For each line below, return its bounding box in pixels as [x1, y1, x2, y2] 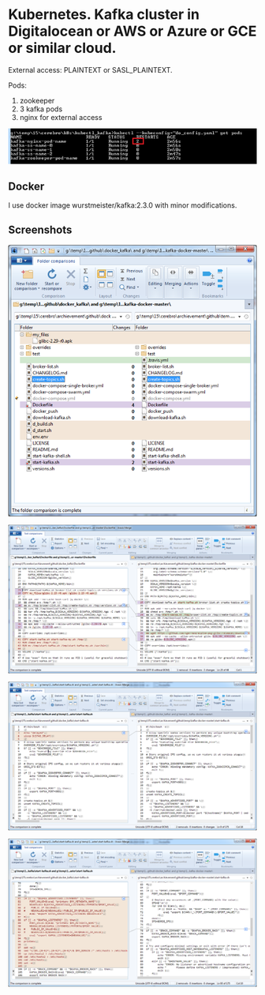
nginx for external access [19, 112, 103, 122]
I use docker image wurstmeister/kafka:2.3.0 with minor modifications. [8, 201, 237, 210]
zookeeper [19, 96, 55, 105]
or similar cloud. [8, 39, 117, 57]
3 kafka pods [19, 104, 63, 114]
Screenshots [8, 223, 73, 237]
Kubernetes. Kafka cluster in [8, 6, 200, 24]
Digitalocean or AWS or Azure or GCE [8, 22, 257, 40]
